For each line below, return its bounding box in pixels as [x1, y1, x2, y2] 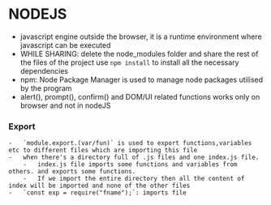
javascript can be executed [19, 40, 111, 49]
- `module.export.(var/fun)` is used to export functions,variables [8, 139, 252, 147]
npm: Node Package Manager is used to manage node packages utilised [19, 75, 264, 84]
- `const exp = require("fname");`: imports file [8, 189, 187, 197]
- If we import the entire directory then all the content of [23, 175, 245, 183]
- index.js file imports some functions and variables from [23, 160, 238, 169]
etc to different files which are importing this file [8, 147, 198, 155]
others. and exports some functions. [8, 168, 136, 176]
